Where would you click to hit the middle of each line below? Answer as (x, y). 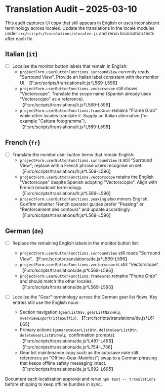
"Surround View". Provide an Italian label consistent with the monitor (89, 77)
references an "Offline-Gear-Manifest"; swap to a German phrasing (88, 358)
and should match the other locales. (56, 281)
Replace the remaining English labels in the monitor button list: (76, 243)
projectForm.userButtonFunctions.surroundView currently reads (84, 72)
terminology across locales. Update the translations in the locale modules (80, 28)
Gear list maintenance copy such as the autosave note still (79, 352)
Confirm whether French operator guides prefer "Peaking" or (82, 204)
